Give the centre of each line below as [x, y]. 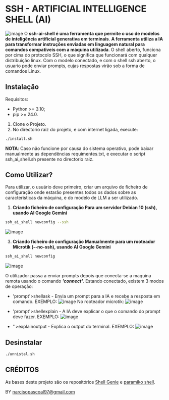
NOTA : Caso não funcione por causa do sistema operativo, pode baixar [79, 148]
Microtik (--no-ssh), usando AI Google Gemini [62, 247]
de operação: [19, 286]
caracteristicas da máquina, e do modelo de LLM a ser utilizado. [72, 198]
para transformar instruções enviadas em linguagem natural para [75, 44]
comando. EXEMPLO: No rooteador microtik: [68, 302]
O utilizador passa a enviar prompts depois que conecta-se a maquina [78, 276]
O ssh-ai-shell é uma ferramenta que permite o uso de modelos [92, 33]
